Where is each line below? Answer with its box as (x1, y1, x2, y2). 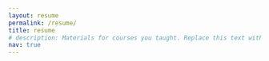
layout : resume (8, 11, 59, 20)
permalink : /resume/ (8, 19, 78, 27)
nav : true (8, 41, 42, 49)
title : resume (8, 26, 56, 34)
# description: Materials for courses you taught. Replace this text (8, 33, 246, 42)
